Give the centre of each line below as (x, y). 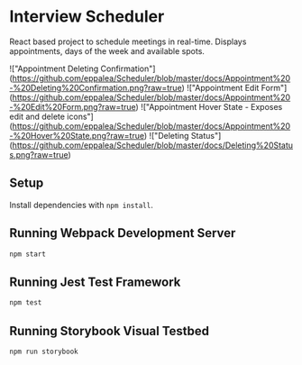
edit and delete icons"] (52, 116)
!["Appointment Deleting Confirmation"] (82, 68)
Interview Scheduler (87, 17)
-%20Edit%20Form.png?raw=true (73, 106)
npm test (26, 303)
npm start (28, 254)
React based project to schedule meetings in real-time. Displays (128, 41)
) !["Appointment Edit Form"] (234, 87)
